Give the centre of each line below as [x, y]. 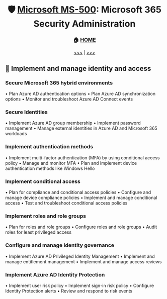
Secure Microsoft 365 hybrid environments [59, 82]
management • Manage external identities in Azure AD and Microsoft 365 [81, 128]
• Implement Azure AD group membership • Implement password [73, 123]
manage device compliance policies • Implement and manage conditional [81, 198]
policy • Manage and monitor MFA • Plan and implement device [71, 163]
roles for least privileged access [38, 232]
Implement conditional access [43, 181]
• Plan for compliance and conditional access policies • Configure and [78, 192]
